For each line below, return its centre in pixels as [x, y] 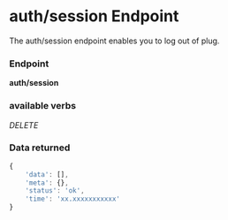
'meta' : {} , [47, 183]
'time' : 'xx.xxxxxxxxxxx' [73, 199]
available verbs [43, 106]
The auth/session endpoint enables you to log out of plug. [114, 41]
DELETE [24, 125]
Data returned [40, 148]
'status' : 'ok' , [55, 191]
